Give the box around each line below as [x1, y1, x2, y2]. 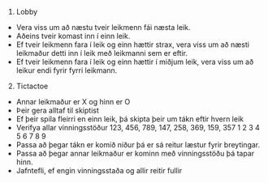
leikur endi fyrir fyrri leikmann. [15, 66, 118, 75]
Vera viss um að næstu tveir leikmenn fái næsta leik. [15, 23, 191, 32]
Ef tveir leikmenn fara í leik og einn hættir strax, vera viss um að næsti [15, 40, 250, 49]
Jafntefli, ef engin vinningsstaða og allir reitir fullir [15, 166, 183, 175]
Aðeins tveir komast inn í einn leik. [15, 32, 131, 40]
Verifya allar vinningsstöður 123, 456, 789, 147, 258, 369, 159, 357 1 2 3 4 [15, 123, 260, 132]
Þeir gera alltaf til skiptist [15, 105, 100, 115]
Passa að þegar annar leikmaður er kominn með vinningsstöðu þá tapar [15, 149, 255, 158]
